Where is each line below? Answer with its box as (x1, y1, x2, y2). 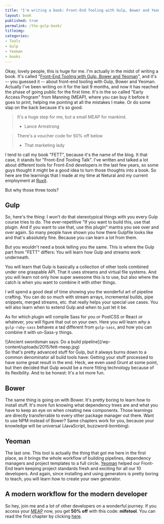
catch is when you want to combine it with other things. (5, 279, 117, 285)
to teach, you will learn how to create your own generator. (5, 476, 121, 482)
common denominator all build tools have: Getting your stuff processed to (5, 354, 153, 360)
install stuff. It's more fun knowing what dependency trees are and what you (5, 402, 158, 408)
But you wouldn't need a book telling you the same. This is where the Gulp (5, 244, 155, 250)
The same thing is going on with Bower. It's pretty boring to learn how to (5, 397, 150, 403)
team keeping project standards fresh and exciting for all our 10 (14, 466, 142, 471)
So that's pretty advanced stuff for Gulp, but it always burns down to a (5, 349, 147, 355)
